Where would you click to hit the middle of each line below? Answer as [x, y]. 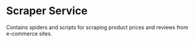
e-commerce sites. [29, 33]
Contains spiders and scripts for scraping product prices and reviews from [97, 27]
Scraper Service [47, 11]
